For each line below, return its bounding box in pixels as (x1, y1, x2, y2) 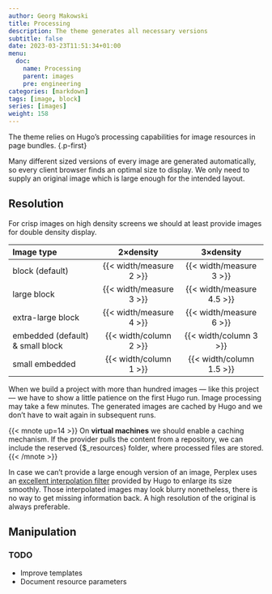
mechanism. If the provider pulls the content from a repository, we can (8, 434, 244, 444)
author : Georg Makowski (8, 11, 89, 20)
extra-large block (12, 311, 79, 323)
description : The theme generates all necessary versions (8, 27, 208, 35)
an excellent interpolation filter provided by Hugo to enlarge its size (8, 476, 232, 485)
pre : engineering (23, 79, 82, 88)
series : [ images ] (8, 102, 67, 110)
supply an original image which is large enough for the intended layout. (8, 173, 245, 183)
